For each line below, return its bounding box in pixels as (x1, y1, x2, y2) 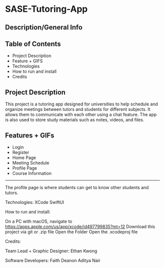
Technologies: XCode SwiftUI (5, 200, 64, 205)
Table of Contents (5, 39, 61, 48)
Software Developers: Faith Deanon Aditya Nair (5, 258, 101, 264)
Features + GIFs (5, 131, 55, 139)
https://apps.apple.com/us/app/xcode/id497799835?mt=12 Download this (5, 224, 156, 230)
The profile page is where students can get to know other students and (5, 185, 149, 191)
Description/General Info (5, 23, 82, 32)
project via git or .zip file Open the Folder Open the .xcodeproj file (5, 229, 138, 235)
